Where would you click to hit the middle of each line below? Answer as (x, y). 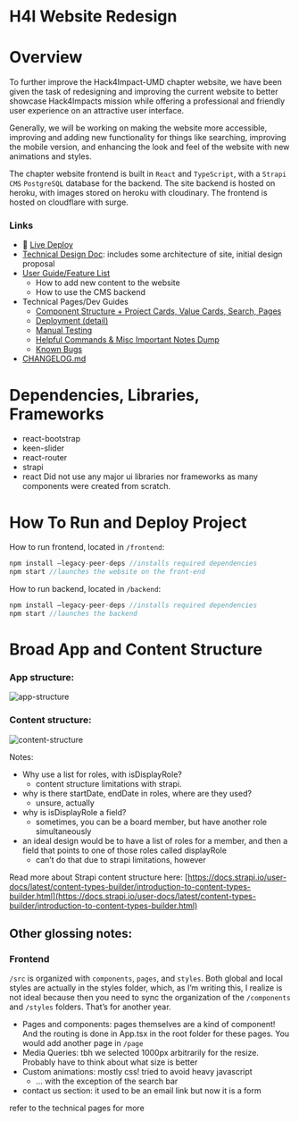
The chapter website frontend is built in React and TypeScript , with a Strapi (148, 174)
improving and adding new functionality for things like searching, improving (148, 138)
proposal (38, 264)
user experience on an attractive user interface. (97, 111)
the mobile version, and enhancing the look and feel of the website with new (149, 147)
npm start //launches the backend (74, 613)
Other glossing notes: (71, 933)
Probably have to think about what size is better (110, 1062)
